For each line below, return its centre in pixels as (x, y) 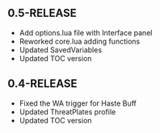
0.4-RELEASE (42, 84)
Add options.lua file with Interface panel (86, 32)
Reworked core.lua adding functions (80, 41)
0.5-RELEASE (42, 13)
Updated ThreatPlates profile (67, 111)
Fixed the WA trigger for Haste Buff (78, 103)
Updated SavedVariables (61, 50)
